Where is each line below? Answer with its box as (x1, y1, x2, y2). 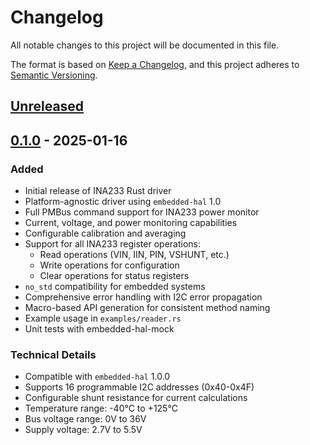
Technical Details (10, 347, 97, 361)
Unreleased (10, 98, 85, 115)
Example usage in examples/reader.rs (24, 312, 182, 325)
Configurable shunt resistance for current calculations (24, 392, 248, 404)
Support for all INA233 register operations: (24, 238, 201, 250)
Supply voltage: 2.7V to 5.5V (24, 424, 143, 436)
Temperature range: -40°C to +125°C (24, 402, 178, 415)
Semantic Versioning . (10, 69, 98, 81)
